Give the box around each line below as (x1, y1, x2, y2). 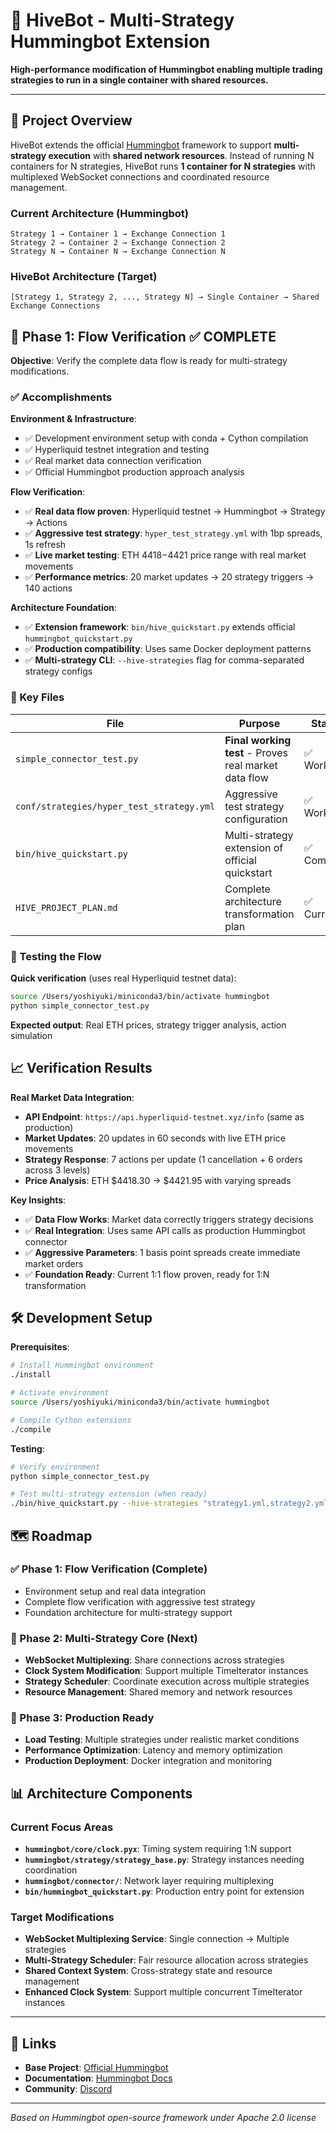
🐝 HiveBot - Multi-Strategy (10, 9, 235, 32)
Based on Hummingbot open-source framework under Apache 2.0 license (10, 2112, 317, 2124)
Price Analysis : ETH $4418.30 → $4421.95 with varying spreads (24, 1174, 292, 1186)
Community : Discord (24, 2083, 113, 2095)
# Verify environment (10, 1462, 101, 1472)
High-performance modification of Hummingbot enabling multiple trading (10, 63, 323, 75)
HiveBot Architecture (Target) (10, 269, 158, 283)
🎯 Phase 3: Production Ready (10, 1711, 155, 1725)
